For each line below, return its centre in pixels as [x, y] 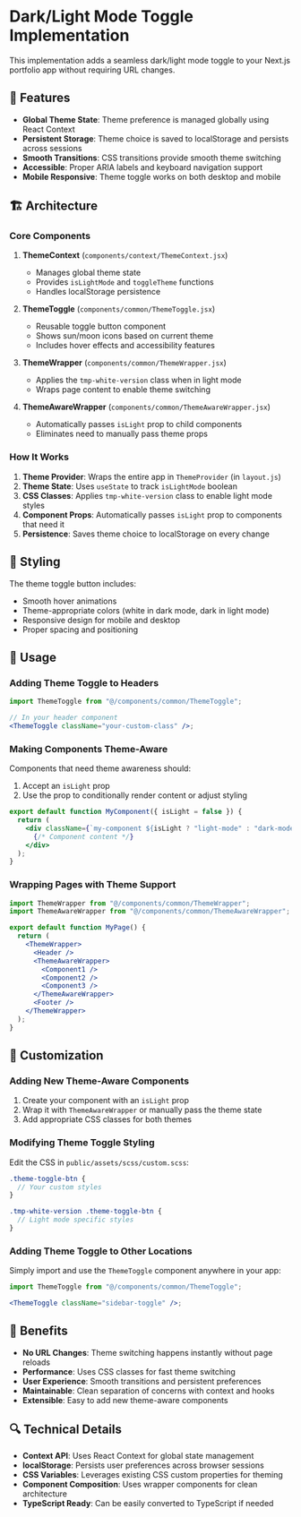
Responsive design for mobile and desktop [101, 620]
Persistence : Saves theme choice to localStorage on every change [146, 534]
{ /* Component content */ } [83, 836]
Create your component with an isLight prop [106, 1101]
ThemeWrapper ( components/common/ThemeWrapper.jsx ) [124, 363]
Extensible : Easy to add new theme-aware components [125, 1400]
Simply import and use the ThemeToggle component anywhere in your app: [145, 1271]
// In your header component [64, 718]
